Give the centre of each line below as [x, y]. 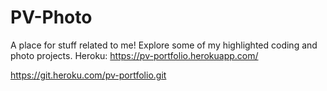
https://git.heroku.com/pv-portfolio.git [88, 75]
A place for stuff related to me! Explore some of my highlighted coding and [164, 45]
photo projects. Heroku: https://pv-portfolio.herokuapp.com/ [134, 55]
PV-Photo [51, 17]
